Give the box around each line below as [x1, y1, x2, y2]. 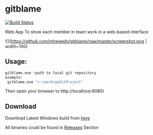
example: [5, 75, 23, 80]
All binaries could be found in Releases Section [5, 125, 99, 131]
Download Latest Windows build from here [5, 115, 91, 121]
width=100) [5, 43, 28, 49]
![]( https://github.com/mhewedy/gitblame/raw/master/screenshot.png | [5, 38, 147, 44]
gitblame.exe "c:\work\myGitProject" [7, 79, 83, 84]
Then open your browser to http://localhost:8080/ [5, 88, 105, 94]
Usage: [5, 57, 28, 66]
